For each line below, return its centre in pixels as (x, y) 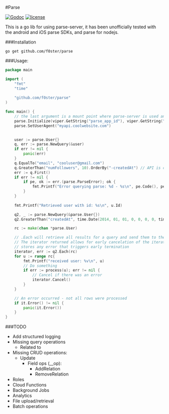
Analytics (22, 396)
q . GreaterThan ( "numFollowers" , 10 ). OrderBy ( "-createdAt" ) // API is (88, 168)
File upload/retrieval (33, 401)
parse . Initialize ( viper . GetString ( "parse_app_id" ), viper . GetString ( (89, 121)
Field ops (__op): (45, 363)
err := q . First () (32, 172)
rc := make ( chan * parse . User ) (46, 228)
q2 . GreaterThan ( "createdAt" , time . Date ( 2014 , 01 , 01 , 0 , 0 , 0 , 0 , (85, 219)
